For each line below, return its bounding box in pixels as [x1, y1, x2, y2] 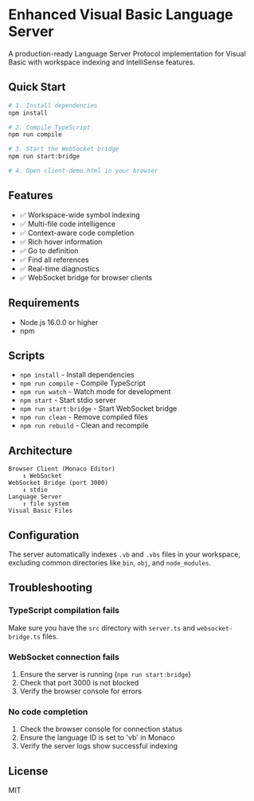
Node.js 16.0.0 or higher [19, 317, 99, 327]
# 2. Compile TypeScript [8, 123, 91, 131]
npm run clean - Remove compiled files [19, 412, 149, 422]
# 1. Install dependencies [8, 101, 98, 109]
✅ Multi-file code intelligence [19, 219, 116, 229]
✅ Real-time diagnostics [19, 264, 100, 273]
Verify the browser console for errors [19, 686, 142, 696]
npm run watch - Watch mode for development [19, 387, 171, 397]
